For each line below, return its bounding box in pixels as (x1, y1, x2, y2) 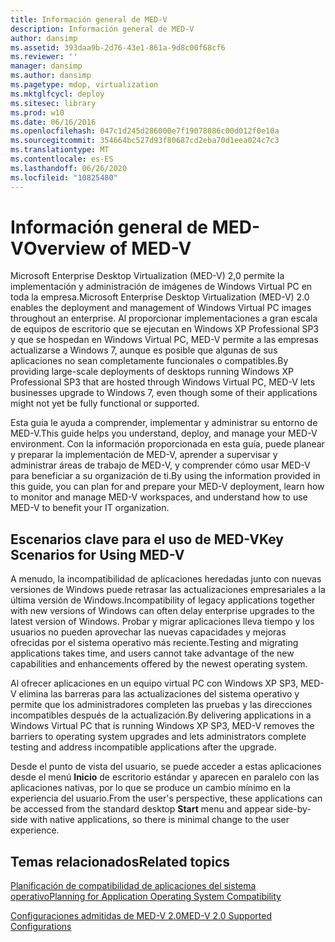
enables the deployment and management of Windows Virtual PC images (10, 302, 312, 314)
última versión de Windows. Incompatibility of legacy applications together (10, 594, 316, 606)
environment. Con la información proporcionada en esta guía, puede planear (10, 438, 325, 450)
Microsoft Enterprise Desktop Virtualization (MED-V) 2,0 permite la (10, 270, 285, 282)
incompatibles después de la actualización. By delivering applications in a (10, 709, 312, 721)
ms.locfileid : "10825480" (10, 172, 118, 183)
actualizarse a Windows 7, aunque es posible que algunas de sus (10, 344, 278, 356)
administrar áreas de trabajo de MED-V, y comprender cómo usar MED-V (10, 459, 311, 471)
